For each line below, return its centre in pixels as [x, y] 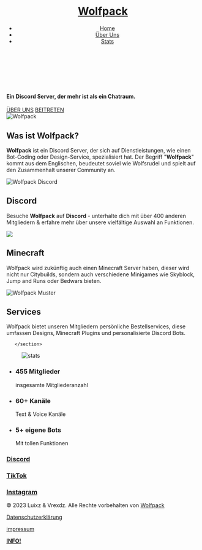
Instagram [22, 492]
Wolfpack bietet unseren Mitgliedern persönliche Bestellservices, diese [96, 326]
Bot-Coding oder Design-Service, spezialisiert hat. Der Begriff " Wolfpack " [100, 157]
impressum [21, 529]
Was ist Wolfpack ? [43, 136]
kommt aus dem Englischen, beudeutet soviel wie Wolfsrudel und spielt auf [101, 163]
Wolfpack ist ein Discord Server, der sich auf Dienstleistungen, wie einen [99, 150]
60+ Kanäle [33, 401]
